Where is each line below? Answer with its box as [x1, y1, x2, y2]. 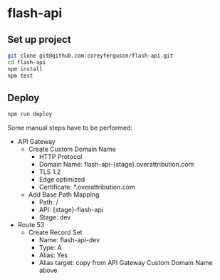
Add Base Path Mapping [28, 190, 100, 199]
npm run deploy [7, 110, 53, 118]
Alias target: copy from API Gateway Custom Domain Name [38, 259, 214, 267]
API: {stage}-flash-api [38, 205, 103, 214]
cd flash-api [7, 58, 46, 66]
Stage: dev [38, 213, 71, 222]
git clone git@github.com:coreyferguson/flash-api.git [7, 52, 174, 59]
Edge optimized [38, 175, 85, 184]
